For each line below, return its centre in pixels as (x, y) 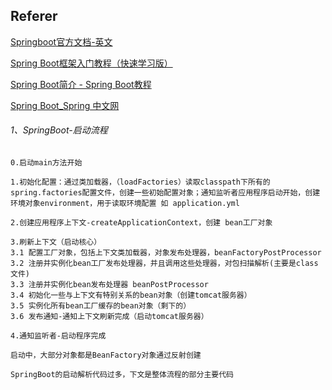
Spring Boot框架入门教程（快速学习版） (91, 63)
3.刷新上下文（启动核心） (56, 242)
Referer (34, 16)
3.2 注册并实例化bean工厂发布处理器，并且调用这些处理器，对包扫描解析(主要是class (164, 264)
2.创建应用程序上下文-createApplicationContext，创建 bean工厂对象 (141, 223)
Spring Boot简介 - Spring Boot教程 (81, 84)
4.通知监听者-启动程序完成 (58, 336)
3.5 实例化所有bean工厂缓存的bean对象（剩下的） (101, 306)
